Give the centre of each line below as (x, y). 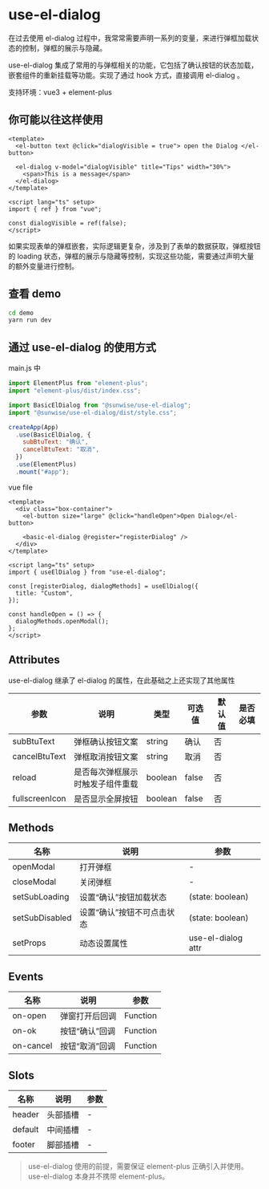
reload (24, 777)
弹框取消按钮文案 (106, 757)
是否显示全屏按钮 (106, 798)
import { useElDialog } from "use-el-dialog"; (87, 572)
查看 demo (35, 294)
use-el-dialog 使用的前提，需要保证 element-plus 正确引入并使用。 (138, 1166)
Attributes (34, 660)
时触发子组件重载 (106, 784)
